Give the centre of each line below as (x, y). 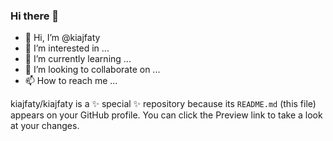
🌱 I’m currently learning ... (78, 59)
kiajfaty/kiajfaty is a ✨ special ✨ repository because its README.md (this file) (163, 104)
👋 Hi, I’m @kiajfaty (62, 38)
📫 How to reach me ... (71, 81)
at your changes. (45, 126)
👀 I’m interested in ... (67, 48)
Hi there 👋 (35, 16)
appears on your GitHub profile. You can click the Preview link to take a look (166, 115)
